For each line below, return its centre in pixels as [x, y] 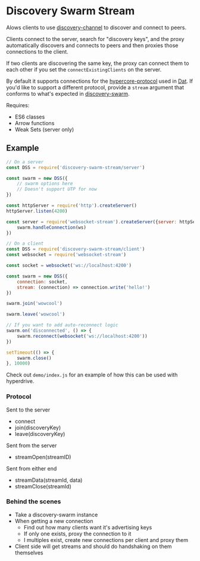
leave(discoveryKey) [40, 434]
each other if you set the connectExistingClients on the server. [84, 69]
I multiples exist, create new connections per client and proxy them [106, 540]
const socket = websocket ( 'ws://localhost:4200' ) [69, 266]
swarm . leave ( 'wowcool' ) [36, 314]
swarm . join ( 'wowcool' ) [34, 304]
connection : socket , [42, 282]
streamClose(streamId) [43, 486]
